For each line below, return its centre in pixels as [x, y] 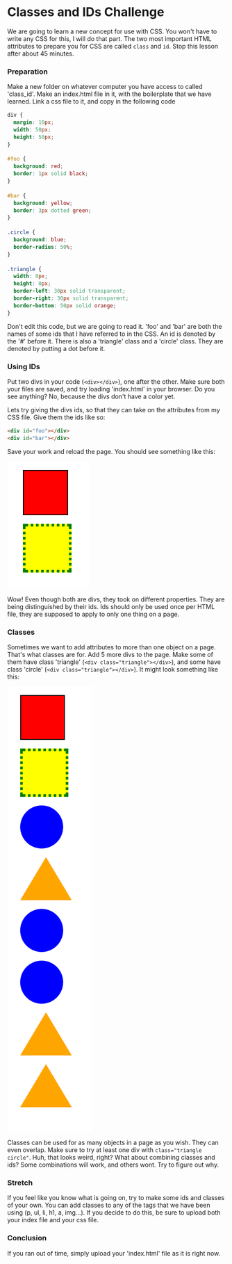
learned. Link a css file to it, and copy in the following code [91, 102]
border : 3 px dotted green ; [52, 210]
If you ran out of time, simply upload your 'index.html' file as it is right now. [114, 1253]
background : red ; [39, 167]
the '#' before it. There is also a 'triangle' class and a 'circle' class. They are [115, 341]
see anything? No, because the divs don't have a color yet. [91, 396]
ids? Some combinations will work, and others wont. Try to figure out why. [113, 1165]
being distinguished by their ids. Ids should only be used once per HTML [111, 606]
